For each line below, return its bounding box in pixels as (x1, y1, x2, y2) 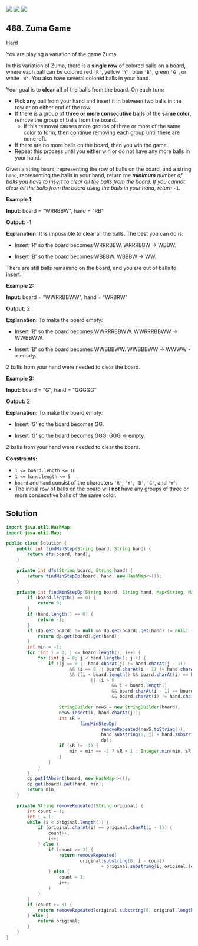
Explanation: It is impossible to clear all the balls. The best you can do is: (6, 230, 184, 237)
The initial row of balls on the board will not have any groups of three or (14, 485, 189, 492)
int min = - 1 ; (27, 644, 62, 650)
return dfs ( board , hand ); (27, 551, 91, 558)
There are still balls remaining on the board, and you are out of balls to (6, 264, 177, 271)
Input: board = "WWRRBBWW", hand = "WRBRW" (6, 293, 128, 301)
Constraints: (6, 455, 38, 462)
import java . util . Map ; (6, 529, 62, 536)
